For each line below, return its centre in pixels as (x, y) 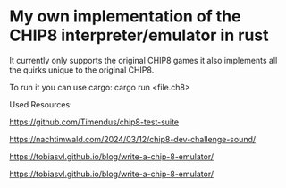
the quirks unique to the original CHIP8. (82, 70)
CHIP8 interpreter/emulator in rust (139, 35)
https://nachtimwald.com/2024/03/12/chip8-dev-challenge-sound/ (133, 139)
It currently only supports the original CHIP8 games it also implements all (143, 60)
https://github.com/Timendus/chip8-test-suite (94, 122)
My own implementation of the (125, 17)
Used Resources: (41, 104)
